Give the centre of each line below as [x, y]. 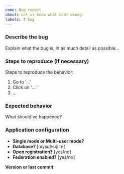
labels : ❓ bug [20, 19]
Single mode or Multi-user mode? [48, 141]
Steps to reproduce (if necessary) [47, 61]
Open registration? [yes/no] [42, 152]
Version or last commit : [30, 167]
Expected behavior [29, 106]
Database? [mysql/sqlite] [39, 146]
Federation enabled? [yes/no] [44, 157]
